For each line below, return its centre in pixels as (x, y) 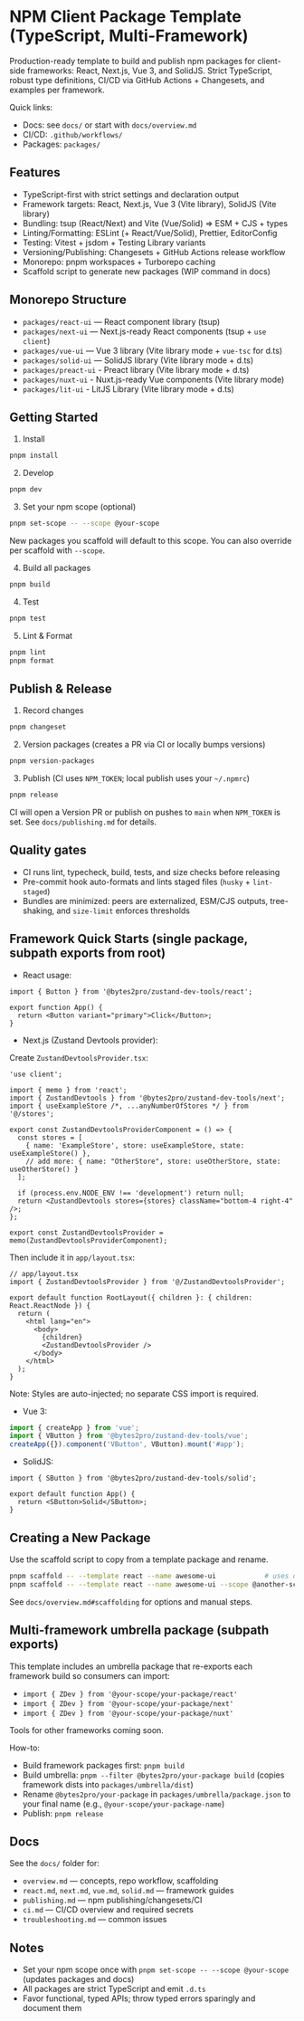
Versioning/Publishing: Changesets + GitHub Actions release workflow (154, 252)
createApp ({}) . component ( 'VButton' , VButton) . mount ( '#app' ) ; (127, 1444)
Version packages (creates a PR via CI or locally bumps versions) (144, 745)
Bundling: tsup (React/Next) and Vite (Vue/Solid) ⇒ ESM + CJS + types (155, 223)
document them (52, 2008)
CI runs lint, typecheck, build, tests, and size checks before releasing (151, 872)
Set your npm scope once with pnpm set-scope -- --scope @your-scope (156, 1969)
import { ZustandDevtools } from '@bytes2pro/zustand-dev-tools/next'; (147, 1098)
